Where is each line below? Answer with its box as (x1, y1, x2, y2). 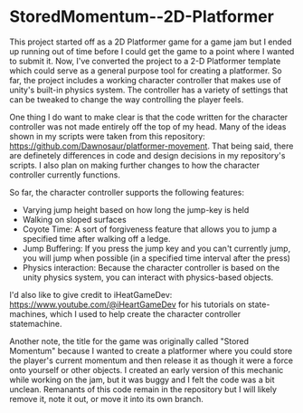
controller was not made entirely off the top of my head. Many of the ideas (9, 120, 287, 132)
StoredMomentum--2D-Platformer (9, 6, 274, 27)
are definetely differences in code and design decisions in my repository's (9, 149, 286, 160)
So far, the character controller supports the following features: (9, 187, 244, 197)
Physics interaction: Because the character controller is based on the (22, 262, 280, 273)
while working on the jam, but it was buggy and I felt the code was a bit (9, 374, 275, 385)
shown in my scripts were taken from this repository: (9, 130, 205, 141)
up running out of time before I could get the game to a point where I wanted (9, 45, 295, 56)
